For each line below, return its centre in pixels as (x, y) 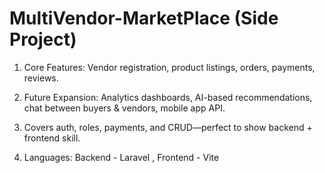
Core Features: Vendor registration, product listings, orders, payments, (169, 67)
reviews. (41, 78)
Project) (43, 39)
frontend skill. (52, 138)
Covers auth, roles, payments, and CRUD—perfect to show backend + (168, 127)
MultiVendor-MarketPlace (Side (144, 18)
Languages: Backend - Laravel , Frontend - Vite (121, 157)
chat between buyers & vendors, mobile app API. (124, 108)
